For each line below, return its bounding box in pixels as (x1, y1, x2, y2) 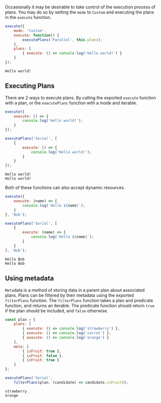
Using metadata (5, 274, 54, 283)
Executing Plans (5, 82, 55, 90)
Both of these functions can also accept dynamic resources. (5, 185, 125, 191)
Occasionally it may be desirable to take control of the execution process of (5, 4, 156, 10)
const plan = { (5, 317, 36, 322)
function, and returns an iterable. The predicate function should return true (5, 302, 155, 308)
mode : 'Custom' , (14, 28, 47, 33)
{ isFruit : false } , (22, 353, 64, 358)
